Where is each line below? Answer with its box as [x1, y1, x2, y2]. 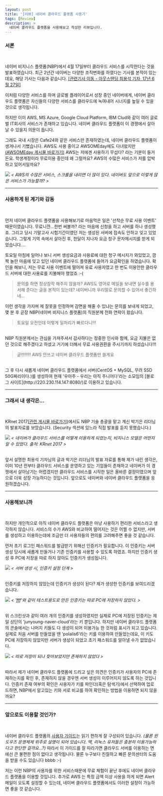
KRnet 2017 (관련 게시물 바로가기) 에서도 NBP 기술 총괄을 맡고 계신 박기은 [5, 419, 143, 425]
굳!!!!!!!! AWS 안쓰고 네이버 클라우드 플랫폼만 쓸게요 [16, 352, 114, 357]
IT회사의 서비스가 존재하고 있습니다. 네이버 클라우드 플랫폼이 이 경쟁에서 [10, 121, 147, 127]
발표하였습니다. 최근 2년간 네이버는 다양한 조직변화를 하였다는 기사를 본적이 [5, 70, 148, 75]
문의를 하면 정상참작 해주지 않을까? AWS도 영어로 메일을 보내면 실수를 [16, 280, 149, 286]
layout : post [5, 7, 32, 12]
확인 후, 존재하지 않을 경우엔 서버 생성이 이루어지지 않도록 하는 [26, 675, 144, 681]
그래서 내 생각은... [5, 397, 45, 404]
